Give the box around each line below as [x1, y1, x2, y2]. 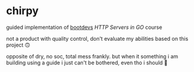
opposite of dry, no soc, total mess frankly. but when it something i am [6, 53, 179, 60]
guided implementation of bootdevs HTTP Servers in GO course [6, 24, 163, 31]
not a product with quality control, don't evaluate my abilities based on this [6, 35, 189, 42]
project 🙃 [6, 41, 31, 48]
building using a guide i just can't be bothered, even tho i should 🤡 [6, 59, 168, 66]
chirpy [6, 4, 39, 18]
